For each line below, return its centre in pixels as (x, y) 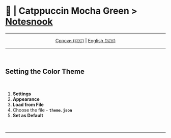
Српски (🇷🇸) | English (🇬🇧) (85, 40)
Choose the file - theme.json (42, 110)
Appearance (26, 99)
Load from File (28, 104)
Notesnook (29, 22)
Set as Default (28, 115)
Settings (22, 94)
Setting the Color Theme (45, 72)
